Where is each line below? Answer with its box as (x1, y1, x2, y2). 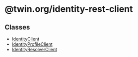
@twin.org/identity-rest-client (4, 3, 133, 15)
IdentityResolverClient (11, 47, 58, 52)
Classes (4, 23, 30, 31)
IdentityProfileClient (11, 41, 53, 47)
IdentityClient (11, 36, 40, 42)
